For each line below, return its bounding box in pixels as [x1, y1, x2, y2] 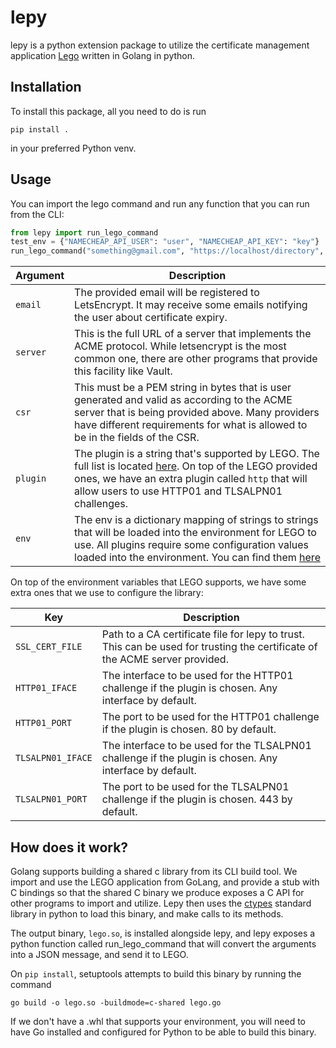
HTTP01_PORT [15, 717, 73, 729]
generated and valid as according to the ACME [74, 393, 293, 407]
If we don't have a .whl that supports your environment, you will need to [10, 1016, 306, 1027]
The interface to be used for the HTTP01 [101, 669, 294, 683]
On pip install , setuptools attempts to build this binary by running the [10, 968, 302, 980]
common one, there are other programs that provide [74, 352, 318, 366]
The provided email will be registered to [74, 286, 260, 300]
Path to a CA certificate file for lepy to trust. [101, 627, 305, 641]
